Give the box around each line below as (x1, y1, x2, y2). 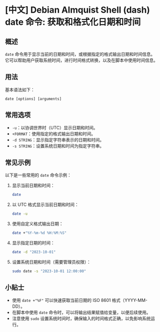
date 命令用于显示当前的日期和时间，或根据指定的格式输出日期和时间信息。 (5, 52, 155, 57)
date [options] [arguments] (5, 96, 62, 101)
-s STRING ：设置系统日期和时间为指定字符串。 (12, 143, 104, 149)
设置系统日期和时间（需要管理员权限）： (12, 259, 91, 265)
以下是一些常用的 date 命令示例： (5, 172, 72, 178)
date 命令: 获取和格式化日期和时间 (5, 17, 141, 28)
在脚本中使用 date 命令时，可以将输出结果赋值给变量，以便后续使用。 (12, 309, 151, 315)
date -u (12, 211, 28, 216)
